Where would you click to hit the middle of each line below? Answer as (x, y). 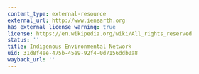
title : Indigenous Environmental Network (70, 47)
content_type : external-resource (57, 14)
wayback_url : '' (31, 60)
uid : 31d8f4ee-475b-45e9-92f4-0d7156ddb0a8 (73, 54)
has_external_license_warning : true (61, 27)
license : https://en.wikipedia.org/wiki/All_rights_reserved (100, 33)
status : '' (23, 40)
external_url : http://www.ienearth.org (66, 20)
